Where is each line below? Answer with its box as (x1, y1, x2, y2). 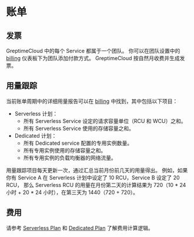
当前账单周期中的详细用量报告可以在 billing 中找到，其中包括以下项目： (6, 98, 178, 105)
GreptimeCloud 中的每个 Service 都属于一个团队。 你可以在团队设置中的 (6, 48, 180, 54)
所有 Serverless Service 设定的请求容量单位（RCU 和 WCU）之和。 (23, 117, 186, 124)
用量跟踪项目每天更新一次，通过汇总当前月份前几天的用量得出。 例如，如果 (6, 166, 188, 173)
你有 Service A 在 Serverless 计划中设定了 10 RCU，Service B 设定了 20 (6, 174, 180, 181)
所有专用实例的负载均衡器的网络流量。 (23, 154, 116, 161)
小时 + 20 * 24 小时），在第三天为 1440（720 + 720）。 (6, 189, 138, 196)
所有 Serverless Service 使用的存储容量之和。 (23, 125, 134, 132)
